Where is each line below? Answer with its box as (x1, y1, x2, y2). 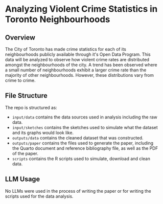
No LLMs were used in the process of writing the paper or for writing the (5, 188, 151, 194)
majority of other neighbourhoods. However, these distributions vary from (5, 72, 154, 78)
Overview (5, 33, 36, 42)
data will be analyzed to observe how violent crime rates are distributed (5, 57, 149, 62)
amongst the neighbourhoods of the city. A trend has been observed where (5, 62, 158, 68)
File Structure (5, 91, 47, 100)
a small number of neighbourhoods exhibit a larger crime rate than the (5, 67, 147, 73)
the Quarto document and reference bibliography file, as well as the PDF (12, 145, 158, 151)
